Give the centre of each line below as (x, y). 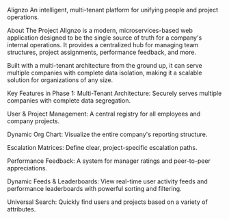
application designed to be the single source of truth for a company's (105, 38)
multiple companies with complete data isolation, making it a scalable (105, 73)
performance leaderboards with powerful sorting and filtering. (95, 189)
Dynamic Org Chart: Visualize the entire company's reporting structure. (107, 134)
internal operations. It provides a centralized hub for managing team (103, 45)
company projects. (33, 121)
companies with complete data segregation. (69, 101)
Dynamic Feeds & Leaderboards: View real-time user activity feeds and (108, 181)
